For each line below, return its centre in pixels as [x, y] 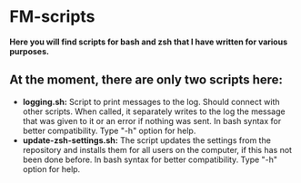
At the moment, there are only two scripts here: [146, 80]
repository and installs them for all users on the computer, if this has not [157, 149]
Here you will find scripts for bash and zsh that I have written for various [149, 42]
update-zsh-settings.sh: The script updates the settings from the [146, 140]
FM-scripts [52, 17]
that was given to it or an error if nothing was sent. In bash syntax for [152, 120]
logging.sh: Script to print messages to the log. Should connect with [151, 101]
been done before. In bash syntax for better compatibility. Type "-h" [150, 159]
